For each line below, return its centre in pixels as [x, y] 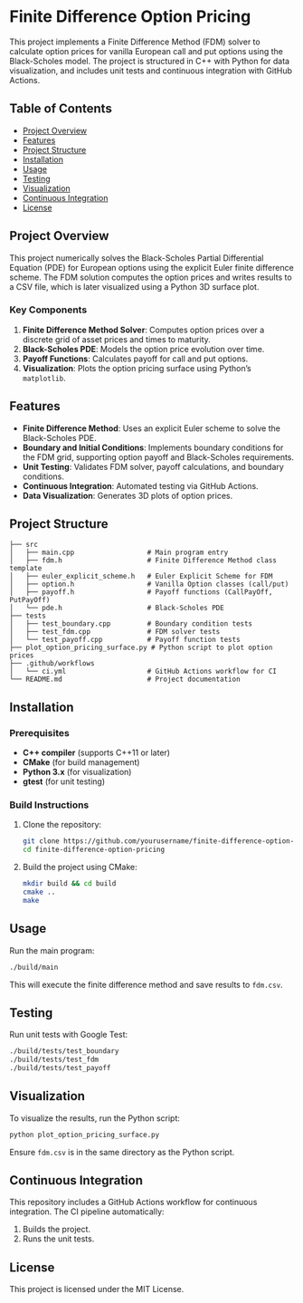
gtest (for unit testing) [64, 781]
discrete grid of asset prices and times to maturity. [116, 339]
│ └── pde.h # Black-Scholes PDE [117, 608]
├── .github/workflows [52, 664]
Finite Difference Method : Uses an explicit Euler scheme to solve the [151, 428]
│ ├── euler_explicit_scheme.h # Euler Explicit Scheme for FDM [141, 577]
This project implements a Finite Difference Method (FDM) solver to [135, 42]
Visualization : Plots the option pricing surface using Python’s [137, 368]
